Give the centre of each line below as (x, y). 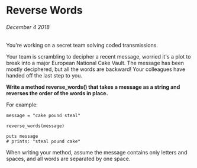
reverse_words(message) (35, 126)
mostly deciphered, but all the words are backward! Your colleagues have (96, 69)
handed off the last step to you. (44, 76)
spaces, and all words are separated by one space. (68, 159)
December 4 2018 (28, 27)
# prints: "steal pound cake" (43, 142)
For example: (22, 105)
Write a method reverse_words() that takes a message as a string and (93, 87)
